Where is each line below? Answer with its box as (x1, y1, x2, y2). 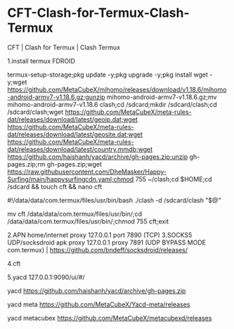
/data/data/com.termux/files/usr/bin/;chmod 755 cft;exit (7, 217, 169, 226)
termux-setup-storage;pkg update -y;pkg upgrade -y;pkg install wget (7, 70, 209, 79)
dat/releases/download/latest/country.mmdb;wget (7, 145, 153, 153)
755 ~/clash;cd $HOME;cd (135, 174, 212, 183)
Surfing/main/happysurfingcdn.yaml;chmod (7, 174, 134, 183)
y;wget (7, 77, 27, 86)
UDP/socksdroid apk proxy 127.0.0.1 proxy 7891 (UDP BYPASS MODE (7, 238, 206, 247)
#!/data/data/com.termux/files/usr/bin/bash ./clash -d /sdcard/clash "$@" (7, 195, 221, 205)
